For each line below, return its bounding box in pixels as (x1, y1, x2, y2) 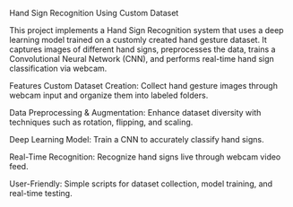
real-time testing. (9, 188, 73, 198)
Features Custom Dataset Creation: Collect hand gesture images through (9, 81, 278, 91)
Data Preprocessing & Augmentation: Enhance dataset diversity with (9, 108, 262, 117)
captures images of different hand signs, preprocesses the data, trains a (9, 44, 276, 55)
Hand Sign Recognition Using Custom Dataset (9, 8, 179, 18)
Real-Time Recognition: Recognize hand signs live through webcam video (9, 151, 281, 162)
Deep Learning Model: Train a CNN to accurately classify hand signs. (9, 134, 264, 144)
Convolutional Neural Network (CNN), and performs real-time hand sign (9, 54, 275, 64)
